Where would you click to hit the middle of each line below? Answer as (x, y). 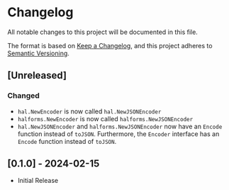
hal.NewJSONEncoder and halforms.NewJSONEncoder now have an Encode (120, 126)
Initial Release (38, 181)
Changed (24, 96)
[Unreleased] (37, 76)
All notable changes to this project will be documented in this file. (103, 32)
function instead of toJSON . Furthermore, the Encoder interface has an (118, 134)
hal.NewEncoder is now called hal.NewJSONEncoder (89, 111)
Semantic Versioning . (38, 53)
